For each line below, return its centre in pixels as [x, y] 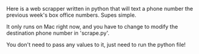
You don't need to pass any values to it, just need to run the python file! [96, 45]
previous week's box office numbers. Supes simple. [71, 15]
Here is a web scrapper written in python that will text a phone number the [100, 9]
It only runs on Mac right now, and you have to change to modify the [92, 27]
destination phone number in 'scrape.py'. [58, 33]
